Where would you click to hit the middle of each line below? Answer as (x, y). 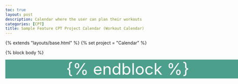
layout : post (19, 15)
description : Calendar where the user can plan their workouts (74, 19)
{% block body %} (25, 53)
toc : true (16, 10)
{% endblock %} (128, 69)
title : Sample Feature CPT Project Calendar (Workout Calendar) (75, 29)
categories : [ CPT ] (25, 24)
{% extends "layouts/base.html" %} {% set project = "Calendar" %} (76, 43)
